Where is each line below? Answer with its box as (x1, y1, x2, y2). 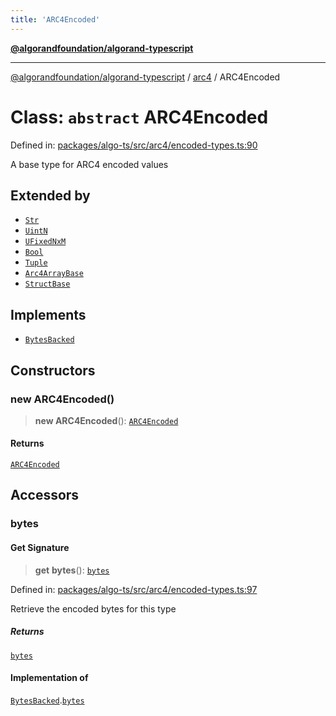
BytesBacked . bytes (10, 694, 85, 706)
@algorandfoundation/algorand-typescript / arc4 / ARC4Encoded (10, 71, 281, 83)
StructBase (24, 279, 71, 290)
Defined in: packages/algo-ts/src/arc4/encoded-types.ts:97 (10, 583, 258, 595)
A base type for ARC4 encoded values (10, 158, 169, 170)
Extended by (10, 187, 91, 204)
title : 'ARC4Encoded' (10, 14, 101, 25)
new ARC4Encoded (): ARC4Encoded (34, 414, 179, 426)
